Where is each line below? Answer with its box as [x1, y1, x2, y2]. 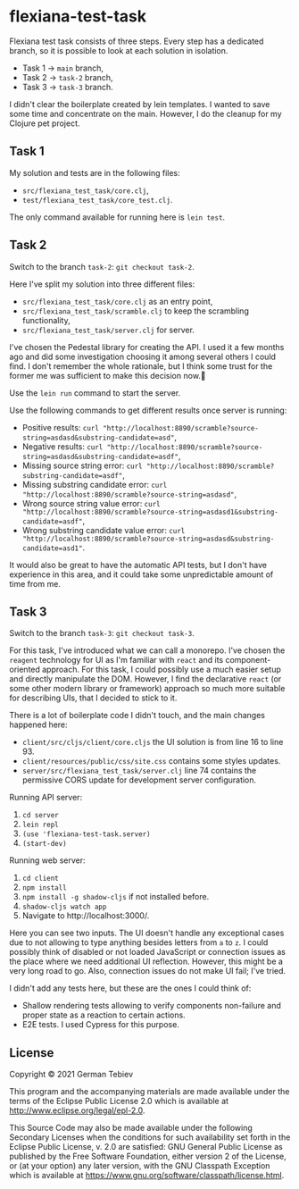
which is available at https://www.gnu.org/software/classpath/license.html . [9, 1170, 285, 1181]
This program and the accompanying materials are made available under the [9, 1086, 290, 1097]
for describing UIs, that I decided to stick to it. [9, 692, 178, 703]
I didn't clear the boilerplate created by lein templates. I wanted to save [9, 98, 270, 109]
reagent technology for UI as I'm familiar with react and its [9, 655, 224, 666]
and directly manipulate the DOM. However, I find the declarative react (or [9, 674, 282, 684]
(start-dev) [21, 840, 67, 849]
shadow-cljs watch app [21, 902, 107, 912]
